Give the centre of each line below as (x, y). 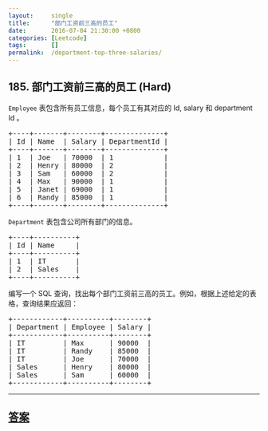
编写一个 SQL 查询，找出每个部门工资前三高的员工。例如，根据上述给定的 (129, 293)
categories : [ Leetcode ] (48, 38)
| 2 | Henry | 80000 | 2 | (89, 165)
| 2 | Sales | (44, 269)
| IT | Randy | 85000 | (80, 351)
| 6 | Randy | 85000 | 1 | (89, 197)
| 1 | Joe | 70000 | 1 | (89, 157)
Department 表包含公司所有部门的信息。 (73, 221)
